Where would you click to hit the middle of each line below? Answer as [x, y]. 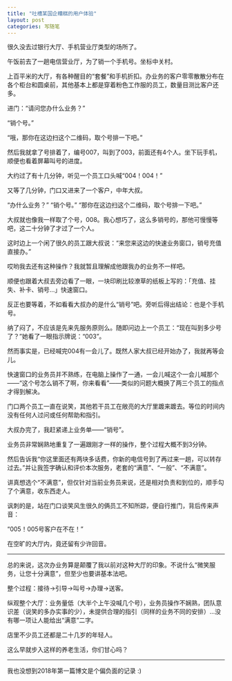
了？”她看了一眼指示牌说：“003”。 [56, 337]
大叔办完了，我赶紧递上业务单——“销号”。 [67, 430]
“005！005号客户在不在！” [46, 529]
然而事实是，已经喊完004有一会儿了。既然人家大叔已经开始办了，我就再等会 [116, 351]
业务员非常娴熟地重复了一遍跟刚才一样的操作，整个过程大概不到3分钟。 [109, 445]
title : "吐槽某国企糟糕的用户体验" [52, 13]
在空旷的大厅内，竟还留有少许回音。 [59, 544]
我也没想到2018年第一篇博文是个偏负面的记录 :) [74, 671]
